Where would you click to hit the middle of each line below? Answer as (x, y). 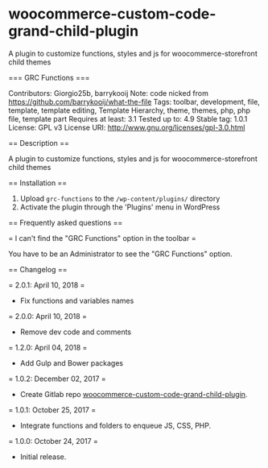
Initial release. (43, 457)
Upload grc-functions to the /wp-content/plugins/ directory (120, 198)
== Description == (39, 143)
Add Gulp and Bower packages (71, 362)
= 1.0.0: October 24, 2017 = (54, 441)
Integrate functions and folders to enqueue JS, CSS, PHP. (115, 425)
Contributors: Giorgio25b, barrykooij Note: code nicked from (109, 93)
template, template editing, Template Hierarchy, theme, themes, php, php (130, 110)
